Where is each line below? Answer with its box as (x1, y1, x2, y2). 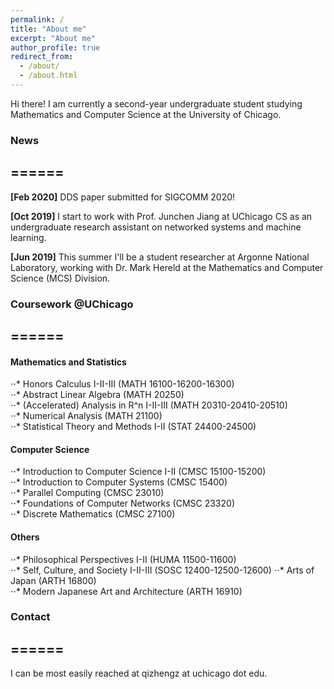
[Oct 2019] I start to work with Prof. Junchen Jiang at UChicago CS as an (10, 210, 313, 222)
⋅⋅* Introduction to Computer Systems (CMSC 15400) (10, 476, 228, 488)
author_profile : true (10, 42, 101, 53)
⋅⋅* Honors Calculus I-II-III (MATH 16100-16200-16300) (10, 378, 235, 390)
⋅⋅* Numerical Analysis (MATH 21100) (10, 410, 163, 422)
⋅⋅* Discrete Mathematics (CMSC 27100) (10, 508, 176, 520)
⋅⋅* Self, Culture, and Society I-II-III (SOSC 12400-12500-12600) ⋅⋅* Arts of (10, 564, 315, 576)
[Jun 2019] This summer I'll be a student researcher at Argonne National (10, 251, 310, 263)
